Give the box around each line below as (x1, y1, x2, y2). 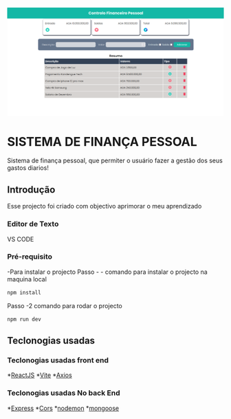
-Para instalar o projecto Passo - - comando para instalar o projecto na (7, 268, 208, 276)
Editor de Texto (7, 219, 59, 229)
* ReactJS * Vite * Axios (7, 371, 72, 379)
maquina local (7, 275, 47, 283)
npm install (7, 289, 41, 296)
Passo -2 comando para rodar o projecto (7, 301, 122, 310)
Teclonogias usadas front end (7, 355, 109, 365)
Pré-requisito (7, 252, 53, 261)
